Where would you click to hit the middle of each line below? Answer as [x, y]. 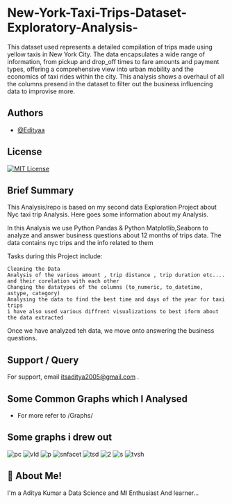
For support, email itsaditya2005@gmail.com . [73, 377]
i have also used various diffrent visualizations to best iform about [113, 312]
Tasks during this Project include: [55, 256]
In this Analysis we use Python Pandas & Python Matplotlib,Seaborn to [108, 228]
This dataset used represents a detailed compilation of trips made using [110, 47]
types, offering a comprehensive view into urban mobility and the [101, 69]
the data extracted [35, 318]
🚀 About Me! [35, 476]
